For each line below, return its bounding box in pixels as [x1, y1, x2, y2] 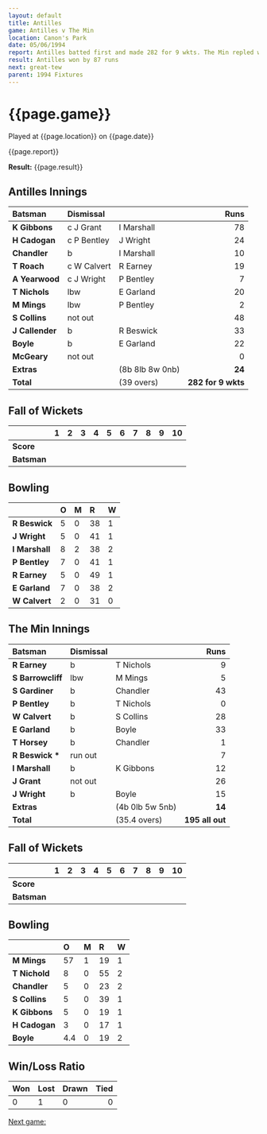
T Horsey [12, 737, 48, 748]
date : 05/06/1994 [8, 41, 66, 49]
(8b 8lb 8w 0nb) [118, 364, 180, 375]
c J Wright [67, 273, 106, 284]
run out [70, 749, 98, 761]
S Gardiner [12, 685, 54, 696]
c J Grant [67, 222, 102, 233]
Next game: [8, 1117, 46, 1127]
